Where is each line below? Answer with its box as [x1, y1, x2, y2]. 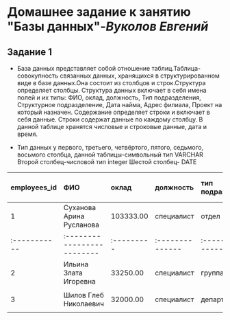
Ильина [63, 260, 89, 268]
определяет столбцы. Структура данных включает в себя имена [16, 87, 207, 94]
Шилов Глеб [63, 290, 104, 299]
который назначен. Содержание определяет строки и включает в [16, 108, 210, 116]
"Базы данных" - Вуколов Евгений [7, 19, 209, 34]
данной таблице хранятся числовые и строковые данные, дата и [16, 123, 207, 130]
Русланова [63, 220, 99, 229]
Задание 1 [7, 46, 53, 58]
